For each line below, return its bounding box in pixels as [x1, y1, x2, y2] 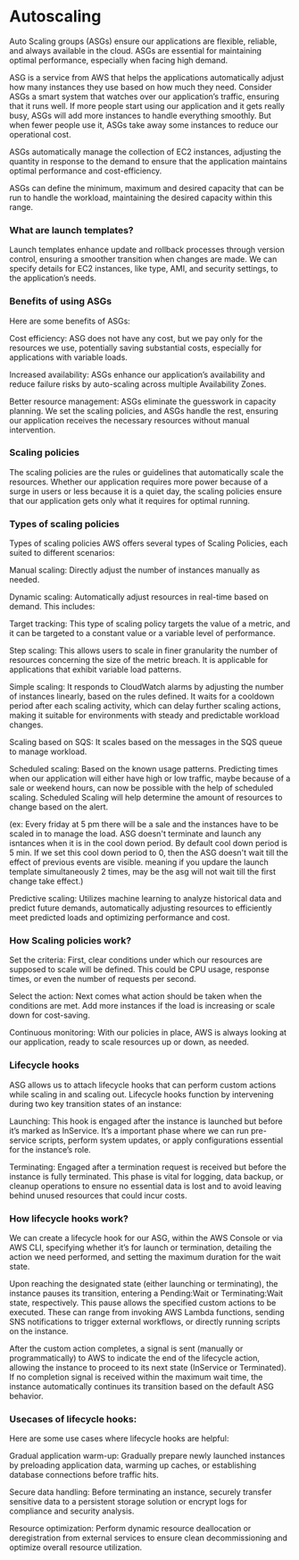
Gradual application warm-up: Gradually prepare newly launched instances [9, 1450, 286, 1462]
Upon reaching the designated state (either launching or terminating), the [9, 1279, 278, 1289]
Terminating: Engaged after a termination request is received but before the [9, 1162, 287, 1172]
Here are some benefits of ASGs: [9, 315, 131, 326]
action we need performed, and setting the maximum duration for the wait [9, 1252, 281, 1262]
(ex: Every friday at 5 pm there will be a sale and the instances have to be [9, 819, 279, 830]
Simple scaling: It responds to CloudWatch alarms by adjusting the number [9, 682, 284, 692]
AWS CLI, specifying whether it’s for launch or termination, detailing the [9, 1242, 272, 1253]
